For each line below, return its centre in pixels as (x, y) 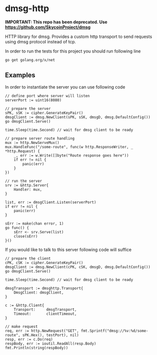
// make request (21, 326)
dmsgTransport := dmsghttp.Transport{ (44, 288)
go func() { (17, 228)
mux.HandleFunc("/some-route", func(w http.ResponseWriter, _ (69, 147)
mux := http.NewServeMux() (32, 142)
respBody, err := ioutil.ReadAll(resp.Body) (51, 343)
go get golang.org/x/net (30, 60)
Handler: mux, (28, 189)
